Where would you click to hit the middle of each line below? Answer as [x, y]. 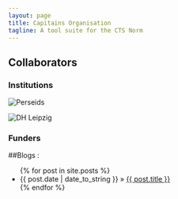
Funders [25, 138]
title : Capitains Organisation [60, 23]
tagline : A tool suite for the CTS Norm [76, 30]
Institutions [31, 85]
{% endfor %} [42, 188]
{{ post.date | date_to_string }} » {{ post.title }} [95, 179]
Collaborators [43, 62]
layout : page [30, 15]
